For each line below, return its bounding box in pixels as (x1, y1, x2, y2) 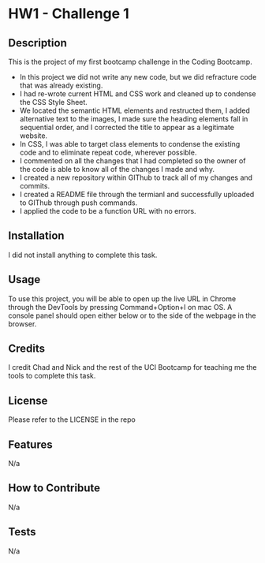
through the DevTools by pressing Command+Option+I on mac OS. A (8, 302, 233, 311)
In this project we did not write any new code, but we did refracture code (19, 73, 257, 81)
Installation (8, 229, 65, 243)
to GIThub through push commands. (19, 198, 138, 207)
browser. (8, 319, 37, 328)
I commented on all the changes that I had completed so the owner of (19, 156, 246, 166)
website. (19, 131, 48, 140)
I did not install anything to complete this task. (8, 250, 158, 259)
